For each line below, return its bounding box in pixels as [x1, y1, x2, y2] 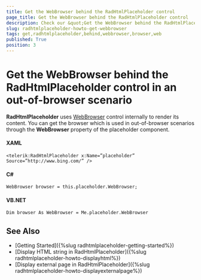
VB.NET [6, 196, 26, 203]
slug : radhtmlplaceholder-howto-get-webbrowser [6, 25, 127, 32]
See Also [6, 226, 40, 236]
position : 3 [6, 42, 36, 48]
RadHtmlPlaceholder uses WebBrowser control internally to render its [6, 113, 179, 120]
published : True [6, 36, 47, 42]
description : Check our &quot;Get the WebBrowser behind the [6, 20, 162, 26]
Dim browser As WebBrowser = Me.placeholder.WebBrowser [6, 210, 148, 216]
